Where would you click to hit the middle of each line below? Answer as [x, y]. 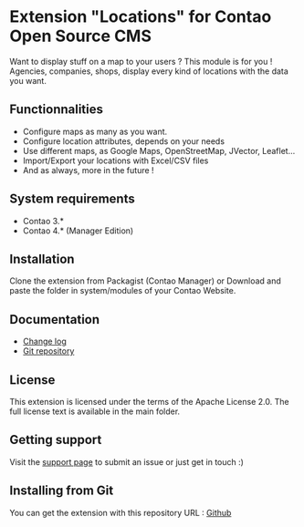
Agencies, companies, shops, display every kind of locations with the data [149, 71]
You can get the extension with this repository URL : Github [121, 512]
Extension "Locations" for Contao [141, 17]
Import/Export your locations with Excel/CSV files [115, 160]
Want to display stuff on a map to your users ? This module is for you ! [141, 61]
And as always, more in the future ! [88, 170]
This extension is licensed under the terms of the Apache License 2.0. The [149, 402]
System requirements [72, 199]
